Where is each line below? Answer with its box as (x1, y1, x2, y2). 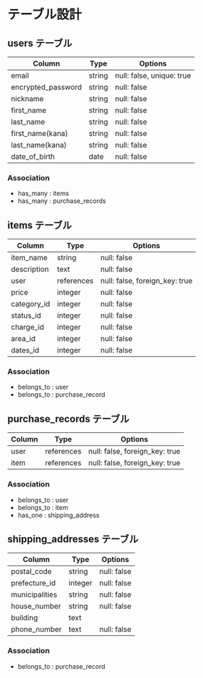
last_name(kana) (11, 140, 67, 150)
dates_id (11, 345, 40, 355)
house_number (11, 601, 62, 611)
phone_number (11, 625, 62, 635)
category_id (11, 299, 51, 309)
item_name (11, 253, 48, 263)
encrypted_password (11, 83, 82, 92)
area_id (11, 334, 36, 344)
